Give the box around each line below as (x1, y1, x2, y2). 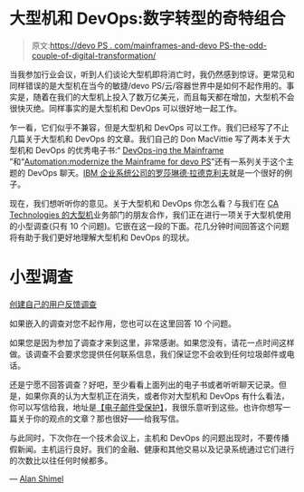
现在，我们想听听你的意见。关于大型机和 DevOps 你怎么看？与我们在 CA (9, 198, 279, 208)
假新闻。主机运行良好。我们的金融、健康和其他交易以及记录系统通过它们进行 (9, 443, 295, 454)
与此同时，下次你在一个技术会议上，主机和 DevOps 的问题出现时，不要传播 (9, 432, 290, 443)
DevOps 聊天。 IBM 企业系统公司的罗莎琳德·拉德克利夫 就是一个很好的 (26, 167, 285, 178)
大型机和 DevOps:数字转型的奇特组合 (9, 8, 287, 29)
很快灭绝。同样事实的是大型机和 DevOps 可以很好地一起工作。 (9, 102, 242, 113)
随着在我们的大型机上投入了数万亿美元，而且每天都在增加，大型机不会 (33, 92, 295, 102)
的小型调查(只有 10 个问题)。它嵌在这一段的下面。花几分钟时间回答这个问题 (9, 220, 290, 231)
